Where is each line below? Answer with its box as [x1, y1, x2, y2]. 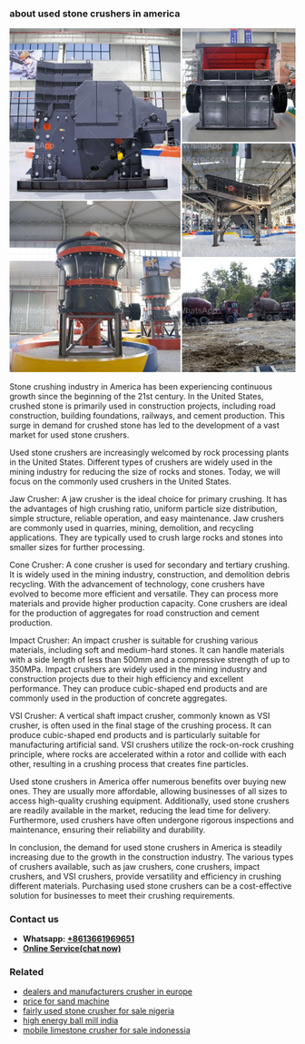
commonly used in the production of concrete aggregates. [9, 693, 228, 704]
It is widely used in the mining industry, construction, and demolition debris [9, 568, 290, 579]
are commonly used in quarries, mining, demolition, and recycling [9, 522, 254, 533]
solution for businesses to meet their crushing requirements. [9, 890, 235, 901]
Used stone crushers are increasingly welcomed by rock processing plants [9, 447, 290, 458]
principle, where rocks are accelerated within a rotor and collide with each [9, 748, 287, 760]
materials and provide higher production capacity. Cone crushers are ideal [9, 597, 288, 608]
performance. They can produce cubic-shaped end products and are [9, 683, 268, 694]
